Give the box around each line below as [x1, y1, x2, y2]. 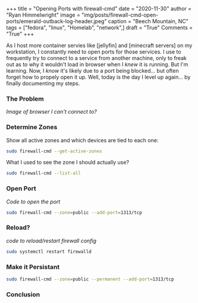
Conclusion [6, 290, 40, 298]
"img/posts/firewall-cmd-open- [81, 11, 159, 18]
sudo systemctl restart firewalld [6, 248, 92, 255]
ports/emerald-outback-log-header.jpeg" [6, 18, 107, 24]
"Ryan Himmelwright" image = [6, 11, 80, 18]
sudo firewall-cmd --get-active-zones [6, 148, 102, 154]
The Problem [6, 95, 45, 103]
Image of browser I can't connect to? [6, 108, 97, 115]
